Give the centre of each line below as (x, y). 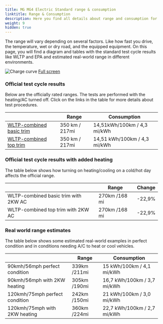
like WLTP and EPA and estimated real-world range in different (67, 57)
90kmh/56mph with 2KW (36, 280)
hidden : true (18, 28)
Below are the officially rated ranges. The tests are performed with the (75, 95)
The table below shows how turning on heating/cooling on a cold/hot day (78, 170)
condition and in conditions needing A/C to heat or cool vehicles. (70, 246)
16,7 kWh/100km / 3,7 (129, 280)
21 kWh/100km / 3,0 (127, 294)
